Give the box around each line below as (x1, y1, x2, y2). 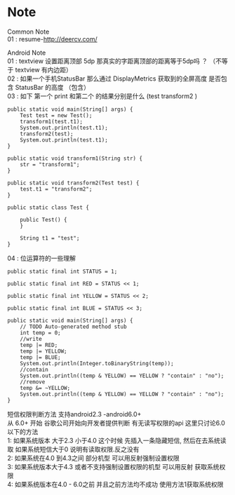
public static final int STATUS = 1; (7, 268, 118, 275)
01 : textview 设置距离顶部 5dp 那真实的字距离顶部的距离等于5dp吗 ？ (7, 57, 208, 65)
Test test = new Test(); (20, 111, 93, 119)
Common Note (7, 27, 50, 36)
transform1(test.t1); (20, 118, 83, 125)
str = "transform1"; (20, 161, 80, 168)
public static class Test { (7, 204, 90, 211)
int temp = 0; (20, 329, 61, 337)
